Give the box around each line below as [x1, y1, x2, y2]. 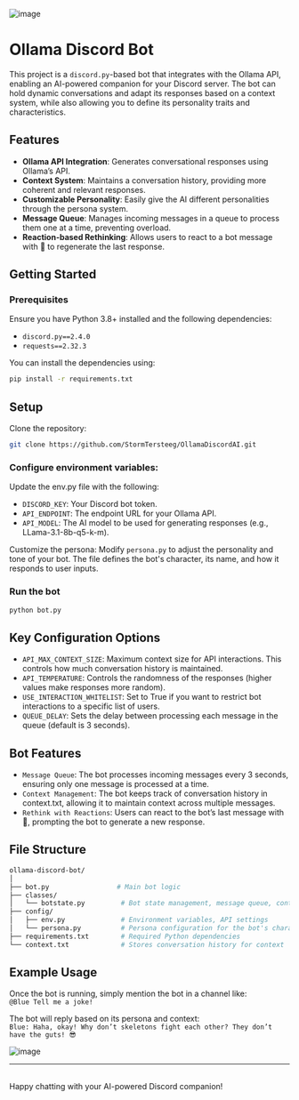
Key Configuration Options [9, 630, 161, 645]
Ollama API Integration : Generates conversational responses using [21, 156, 269, 166]
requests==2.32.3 [21, 342, 87, 351]
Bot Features [9, 745, 82, 760]
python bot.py [9, 606, 62, 614]
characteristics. [9, 107, 67, 117]
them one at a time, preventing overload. [21, 222, 172, 233]
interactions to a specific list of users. [21, 701, 160, 711]
